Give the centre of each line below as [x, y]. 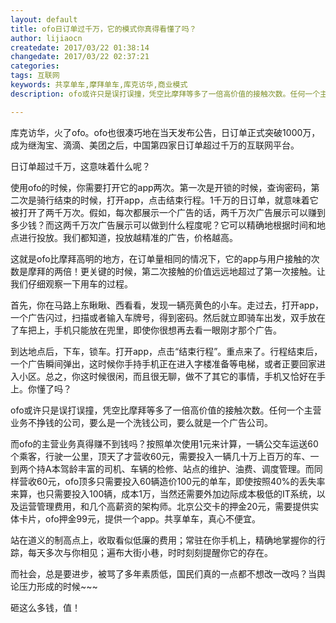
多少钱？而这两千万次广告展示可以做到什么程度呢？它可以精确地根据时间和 [163, 225]
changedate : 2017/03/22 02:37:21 [80, 57]
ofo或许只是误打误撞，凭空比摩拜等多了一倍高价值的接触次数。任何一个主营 [166, 410]
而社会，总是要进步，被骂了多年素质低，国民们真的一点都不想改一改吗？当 [163, 573]
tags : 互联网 [35, 76]
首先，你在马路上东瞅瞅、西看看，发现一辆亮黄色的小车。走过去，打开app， [167, 305]
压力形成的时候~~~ [58, 586]
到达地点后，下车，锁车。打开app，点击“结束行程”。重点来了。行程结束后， [166, 351]
